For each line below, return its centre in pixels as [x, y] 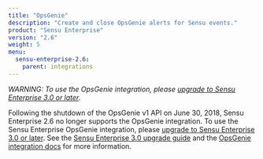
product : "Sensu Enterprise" [56, 30]
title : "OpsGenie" [38, 15]
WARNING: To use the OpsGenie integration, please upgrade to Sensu [122, 89]
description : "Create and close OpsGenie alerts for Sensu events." [123, 23]
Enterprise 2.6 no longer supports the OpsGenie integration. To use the [123, 121]
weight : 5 [24, 45]
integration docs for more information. [70, 146]
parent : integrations [57, 67]
